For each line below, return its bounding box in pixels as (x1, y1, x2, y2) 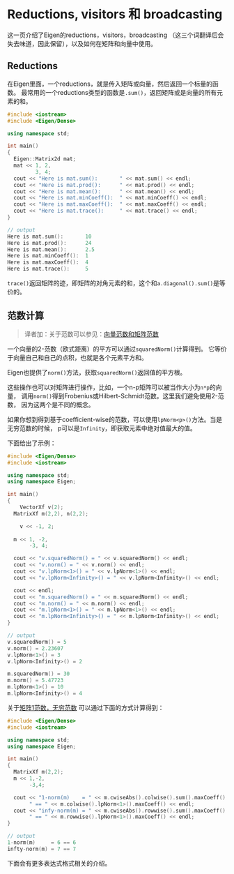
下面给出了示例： (7, 439, 56, 447)
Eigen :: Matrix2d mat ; (13, 156, 77, 163)
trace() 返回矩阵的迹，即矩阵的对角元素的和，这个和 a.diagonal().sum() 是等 (7, 279, 226, 287)
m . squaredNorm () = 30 (7, 670, 70, 677)
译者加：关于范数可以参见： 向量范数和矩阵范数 (24, 329, 159, 338)
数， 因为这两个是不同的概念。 (7, 400, 95, 409)
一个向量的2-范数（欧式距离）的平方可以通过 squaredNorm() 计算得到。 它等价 (7, 345, 227, 353)
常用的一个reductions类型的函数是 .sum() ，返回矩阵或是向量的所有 (26, 88, 217, 96)
